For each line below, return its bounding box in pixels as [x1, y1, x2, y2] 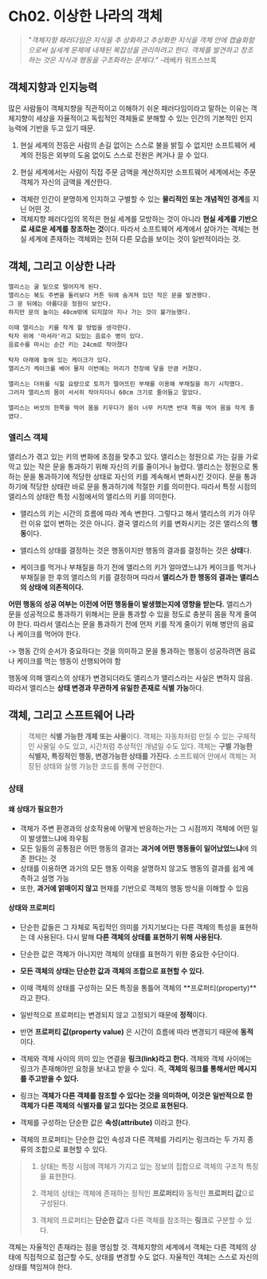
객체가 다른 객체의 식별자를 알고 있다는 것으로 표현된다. [19, 1101, 189, 1110]
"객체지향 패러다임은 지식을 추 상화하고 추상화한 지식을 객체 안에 [27, 35, 227, 45]
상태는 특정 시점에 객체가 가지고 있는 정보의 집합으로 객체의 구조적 [39, 1162, 245, 1171]
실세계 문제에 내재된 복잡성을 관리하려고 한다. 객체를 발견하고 [49, 45, 239, 54]
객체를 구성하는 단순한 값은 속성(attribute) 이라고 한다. [19, 1118, 191, 1127]
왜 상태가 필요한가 [8, 805, 64, 814]
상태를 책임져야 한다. [8, 1262, 73, 1272]
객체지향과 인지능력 [8, 81, 98, 94]
